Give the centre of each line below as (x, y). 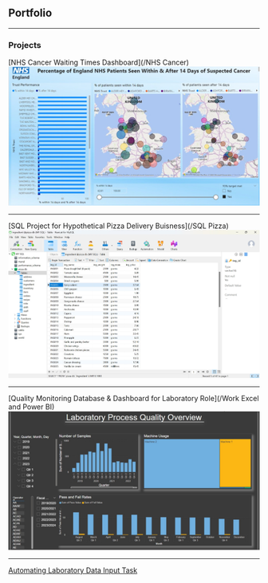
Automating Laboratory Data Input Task (73, 570)
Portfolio (30, 13)
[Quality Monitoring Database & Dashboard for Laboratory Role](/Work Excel (134, 398)
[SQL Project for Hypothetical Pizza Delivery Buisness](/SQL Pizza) (118, 226)
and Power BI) (32, 407)
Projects (25, 45)
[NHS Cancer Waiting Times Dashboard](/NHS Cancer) (99, 62)
